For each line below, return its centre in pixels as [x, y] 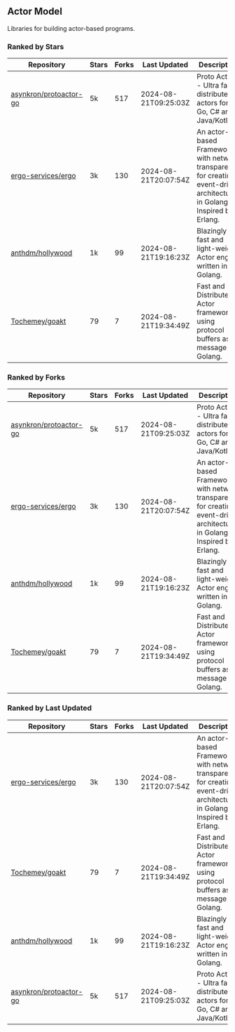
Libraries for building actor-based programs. [71, 28]
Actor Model [35, 12]
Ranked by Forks [36, 377]
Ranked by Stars [36, 46]
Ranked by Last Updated [50, 708]
